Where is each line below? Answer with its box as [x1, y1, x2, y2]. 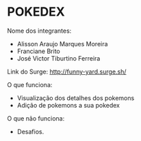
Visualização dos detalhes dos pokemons [16, 93, 135, 102]
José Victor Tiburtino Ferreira [16, 54, 101, 62]
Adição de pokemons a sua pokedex [16, 101, 120, 109]
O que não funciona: [7, 114, 65, 123]
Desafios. [16, 127, 44, 136]
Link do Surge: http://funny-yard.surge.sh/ [7, 67, 127, 76]
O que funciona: [7, 80, 53, 89]
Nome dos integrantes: [7, 27, 72, 35]
